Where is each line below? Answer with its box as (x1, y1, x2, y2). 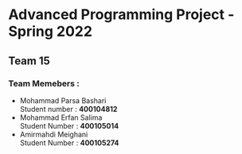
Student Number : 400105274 (19, 137, 119, 148)
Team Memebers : (8, 78, 80, 89)
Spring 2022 (8, 22, 93, 40)
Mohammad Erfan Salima (19, 113, 103, 122)
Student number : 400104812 (19, 104, 118, 114)
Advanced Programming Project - (8, 6, 235, 24)
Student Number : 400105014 (19, 121, 119, 130)
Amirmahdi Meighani (19, 129, 88, 139)
